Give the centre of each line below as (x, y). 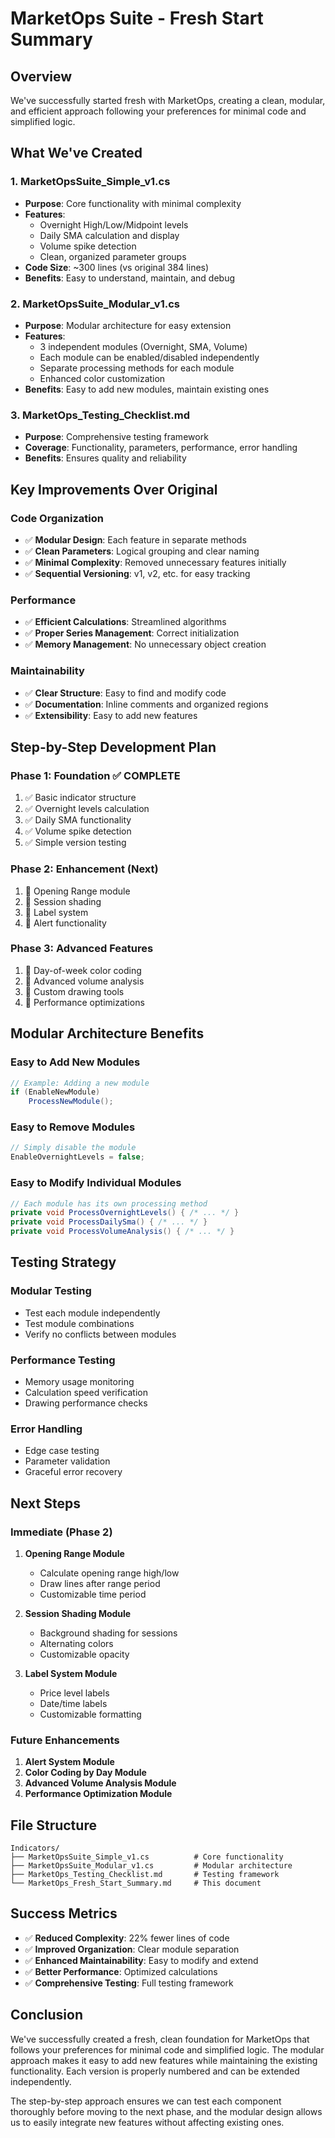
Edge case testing (62, 1451)
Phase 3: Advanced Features (82, 949)
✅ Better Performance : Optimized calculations (121, 1971)
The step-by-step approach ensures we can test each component (146, 2101)
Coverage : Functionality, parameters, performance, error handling (161, 448)
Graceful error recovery (73, 1472)
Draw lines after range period (100, 1583)
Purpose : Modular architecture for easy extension (128, 325)
